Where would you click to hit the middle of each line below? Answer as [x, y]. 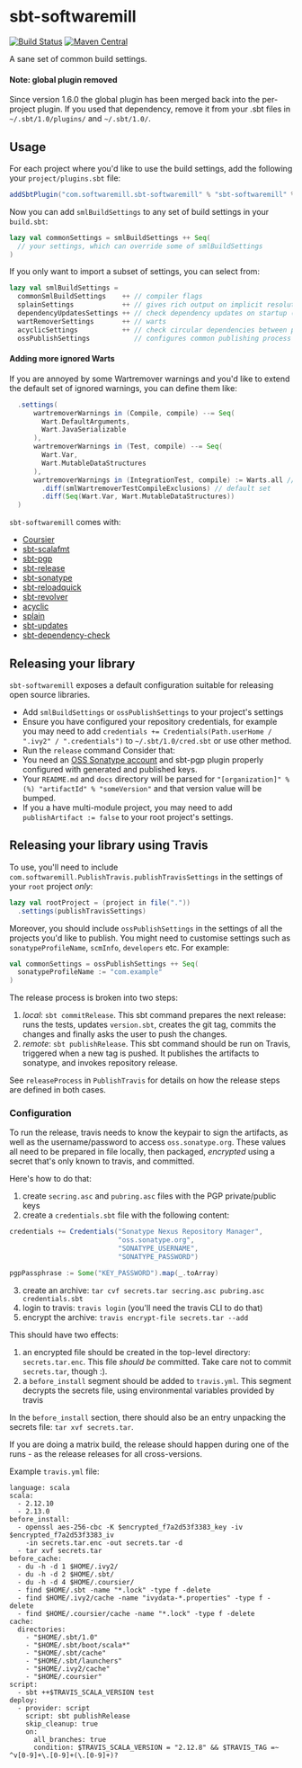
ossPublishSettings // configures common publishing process [155, 338]
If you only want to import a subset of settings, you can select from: [135, 272]
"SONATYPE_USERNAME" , [159, 1249]
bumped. [39, 798]
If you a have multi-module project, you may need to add [127, 808]
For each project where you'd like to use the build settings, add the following [151, 168]
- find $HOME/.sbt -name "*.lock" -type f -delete [114, 1590]
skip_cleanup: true [62, 1724]
